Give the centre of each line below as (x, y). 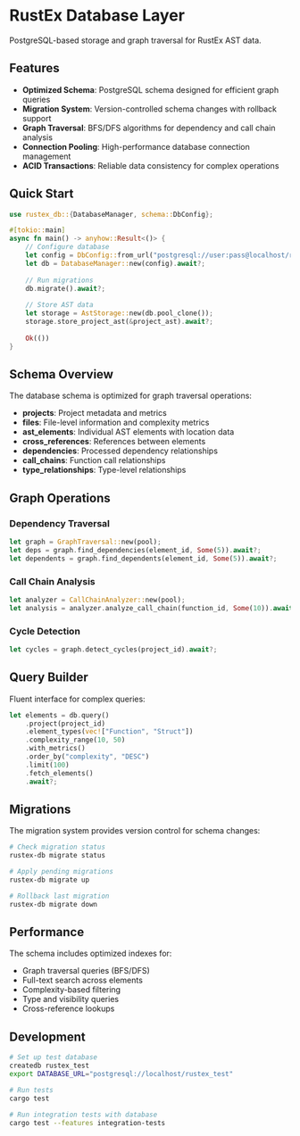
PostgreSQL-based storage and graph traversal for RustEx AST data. (135, 40)
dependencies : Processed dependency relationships (120, 451)
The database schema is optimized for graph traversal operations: (131, 396)
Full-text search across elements (82, 980)
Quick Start (42, 194)
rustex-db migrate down (54, 904)
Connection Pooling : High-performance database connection (136, 146)
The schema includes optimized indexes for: (91, 954)
